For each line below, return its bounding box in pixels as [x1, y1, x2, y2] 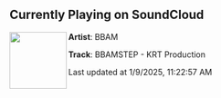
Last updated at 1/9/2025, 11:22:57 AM [68, 66, 213, 77]
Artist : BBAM [68, 31, 119, 42]
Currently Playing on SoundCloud [9, 7, 205, 23]
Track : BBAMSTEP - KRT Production [68, 49, 206, 60]
